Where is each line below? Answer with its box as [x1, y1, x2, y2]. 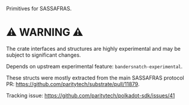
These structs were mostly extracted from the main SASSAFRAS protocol [6, 74, 184, 81]
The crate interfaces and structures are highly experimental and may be [6, 45, 181, 52]
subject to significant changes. [6, 51, 82, 58]
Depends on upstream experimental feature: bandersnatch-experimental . [6, 63, 183, 70]
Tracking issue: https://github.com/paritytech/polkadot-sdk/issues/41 [6, 91, 175, 99]
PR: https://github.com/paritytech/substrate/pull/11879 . [6, 80, 140, 87]
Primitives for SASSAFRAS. [6, 5, 72, 12]
